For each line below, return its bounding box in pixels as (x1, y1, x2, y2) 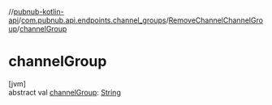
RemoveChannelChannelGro (168, 15, 264, 25)
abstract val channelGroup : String (8, 87, 122, 97)
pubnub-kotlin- (13, 7, 64, 16)
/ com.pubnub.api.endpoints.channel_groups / (18, 15, 169, 25)
